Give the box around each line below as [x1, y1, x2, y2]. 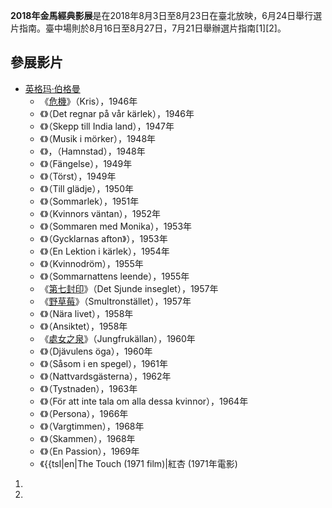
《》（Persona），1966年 [39, 407, 129, 419]
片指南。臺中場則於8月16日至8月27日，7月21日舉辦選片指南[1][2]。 [10, 22, 287, 34]
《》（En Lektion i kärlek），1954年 [39, 245, 170, 257]
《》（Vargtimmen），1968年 [39, 420, 145, 432]
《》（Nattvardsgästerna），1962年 [39, 370, 172, 382]
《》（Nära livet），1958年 [39, 307, 134, 319]
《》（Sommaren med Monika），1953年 [39, 220, 193, 232]
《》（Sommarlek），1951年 [39, 195, 140, 207]
